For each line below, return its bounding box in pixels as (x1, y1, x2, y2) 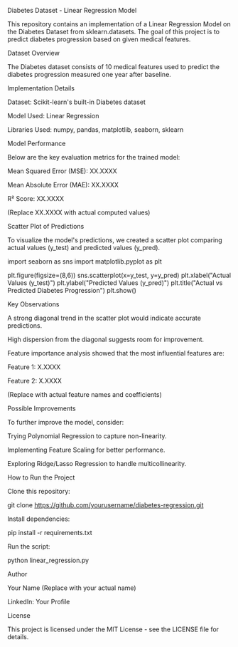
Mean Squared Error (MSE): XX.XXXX (7, 167, 117, 175)
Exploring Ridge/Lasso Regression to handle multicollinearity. (7, 460, 187, 467)
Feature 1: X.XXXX (7, 363, 61, 371)
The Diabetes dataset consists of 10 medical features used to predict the (7, 63, 220, 71)
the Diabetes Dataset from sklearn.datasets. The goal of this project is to (7, 28, 220, 36)
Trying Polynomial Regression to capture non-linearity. (7, 432, 167, 440)
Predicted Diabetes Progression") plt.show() (7, 286, 137, 294)
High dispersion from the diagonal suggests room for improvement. (7, 335, 205, 343)
